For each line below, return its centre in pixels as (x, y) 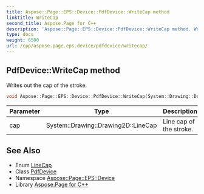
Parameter (25, 111)
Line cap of (179, 121)
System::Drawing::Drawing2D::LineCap (101, 125)
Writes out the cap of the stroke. (47, 85)
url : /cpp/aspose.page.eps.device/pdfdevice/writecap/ (77, 46)
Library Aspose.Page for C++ (52, 185)
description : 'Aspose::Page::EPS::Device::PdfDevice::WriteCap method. (99, 29)
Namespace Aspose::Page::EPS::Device (65, 178)
